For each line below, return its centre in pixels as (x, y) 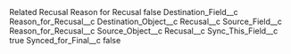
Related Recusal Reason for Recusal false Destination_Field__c (124, 12)
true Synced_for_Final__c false (65, 40)
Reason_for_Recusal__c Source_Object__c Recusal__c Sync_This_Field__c (144, 31)
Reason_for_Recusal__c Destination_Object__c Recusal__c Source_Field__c (146, 21)
